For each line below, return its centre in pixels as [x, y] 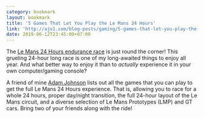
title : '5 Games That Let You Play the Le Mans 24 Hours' [81, 23]
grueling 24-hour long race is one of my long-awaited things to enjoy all [96, 58]
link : [13, 29]
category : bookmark [31, 12]
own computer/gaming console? [46, 71]
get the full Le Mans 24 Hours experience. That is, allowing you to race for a [101, 89]
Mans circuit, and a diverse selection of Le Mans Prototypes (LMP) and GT [100, 102]
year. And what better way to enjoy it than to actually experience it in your [99, 65]
